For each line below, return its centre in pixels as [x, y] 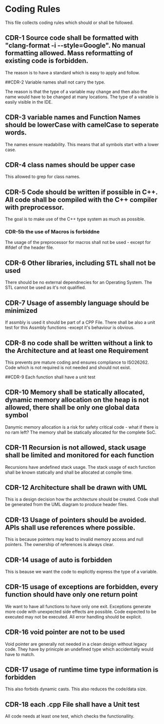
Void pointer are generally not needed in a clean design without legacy [76, 644]
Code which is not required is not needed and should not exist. [68, 367]
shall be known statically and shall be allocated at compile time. [69, 472]
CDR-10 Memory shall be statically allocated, [75, 392]
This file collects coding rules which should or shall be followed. [69, 22]
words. [16, 133]
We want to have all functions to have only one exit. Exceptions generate [78, 606]
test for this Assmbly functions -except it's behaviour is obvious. [70, 328]
